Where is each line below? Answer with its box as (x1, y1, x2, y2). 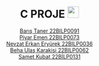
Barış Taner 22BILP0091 (19, 27, 80, 35)
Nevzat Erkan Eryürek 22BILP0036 (6, 40, 93, 47)
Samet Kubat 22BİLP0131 (18, 53, 81, 60)
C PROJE (20, 7, 66, 21)
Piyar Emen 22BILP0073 (19, 33, 80, 41)
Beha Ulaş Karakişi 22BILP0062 (10, 46, 89, 54)
